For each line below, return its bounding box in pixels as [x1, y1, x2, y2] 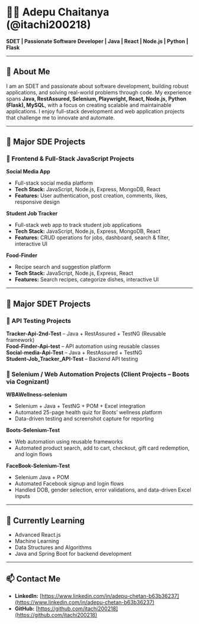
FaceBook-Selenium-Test [6, 463, 70, 470]
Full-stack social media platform [14, 179, 94, 186]
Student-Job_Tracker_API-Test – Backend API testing [6, 356, 138, 363]
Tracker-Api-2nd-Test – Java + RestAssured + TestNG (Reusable [6, 330, 166, 337]
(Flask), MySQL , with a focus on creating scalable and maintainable [6, 101, 172, 109]
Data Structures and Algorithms [14, 544, 92, 551]
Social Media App [6, 168, 50, 175]
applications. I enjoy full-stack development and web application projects [6, 107, 185, 115]
